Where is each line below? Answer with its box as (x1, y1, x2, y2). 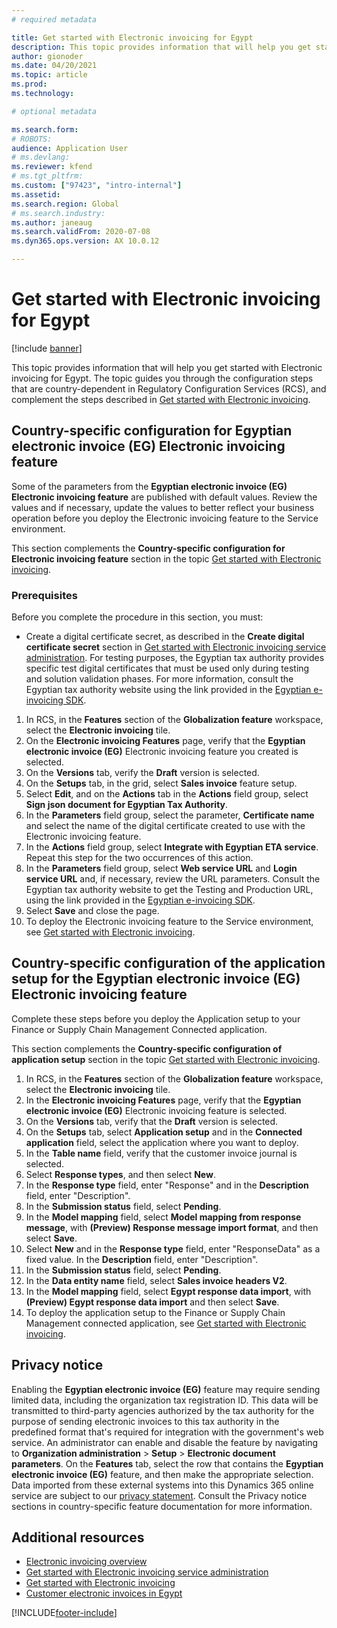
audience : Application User (11, 143, 129, 153)
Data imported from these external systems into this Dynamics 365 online (11, 1479, 314, 1491)
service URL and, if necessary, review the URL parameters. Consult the (25, 873, 321, 885)
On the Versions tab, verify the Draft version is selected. (25, 767, 260, 779)
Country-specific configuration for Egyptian (11, 422, 293, 440)
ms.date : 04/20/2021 (11, 61, 98, 71)
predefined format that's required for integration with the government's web (11, 1426, 324, 1438)
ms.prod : (11, 79, 48, 90)
